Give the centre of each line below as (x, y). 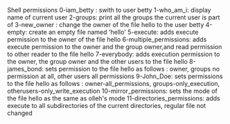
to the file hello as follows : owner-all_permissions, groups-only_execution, (114, 83)
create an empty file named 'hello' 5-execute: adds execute (114, 32)
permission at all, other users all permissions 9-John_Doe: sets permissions (115, 76)
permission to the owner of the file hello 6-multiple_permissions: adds (107, 39)
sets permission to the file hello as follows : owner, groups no (132, 69)
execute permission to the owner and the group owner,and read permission (115, 47)
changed (20, 113)
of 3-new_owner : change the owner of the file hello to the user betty (106, 25)
